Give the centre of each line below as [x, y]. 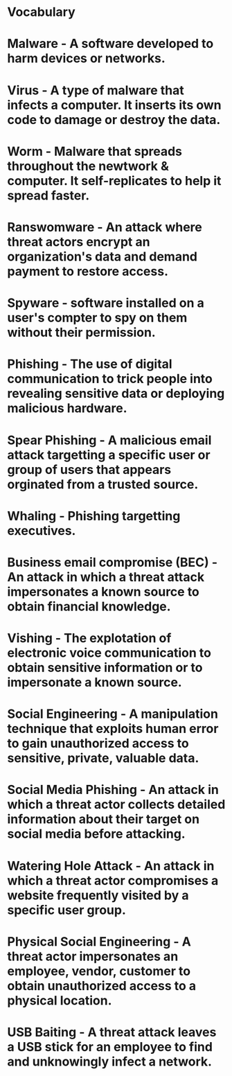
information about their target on [103, 819]
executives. [42, 530]
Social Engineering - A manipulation [113, 714]
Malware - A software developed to [110, 44]
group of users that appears [89, 469]
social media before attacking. [96, 834]
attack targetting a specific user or [109, 455]
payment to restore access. [88, 271]
